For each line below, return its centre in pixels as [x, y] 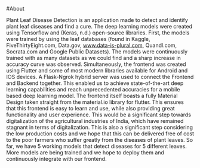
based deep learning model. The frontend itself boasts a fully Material [92, 96]
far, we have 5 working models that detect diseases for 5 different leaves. [96, 146]
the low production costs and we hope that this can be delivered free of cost [100, 134]
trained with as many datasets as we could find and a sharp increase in [93, 58]
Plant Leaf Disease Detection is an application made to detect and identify [97, 20]
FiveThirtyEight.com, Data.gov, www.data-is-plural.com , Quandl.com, [92, 45]
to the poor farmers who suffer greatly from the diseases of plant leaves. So [99, 140]
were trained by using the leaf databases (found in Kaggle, [78, 39]
